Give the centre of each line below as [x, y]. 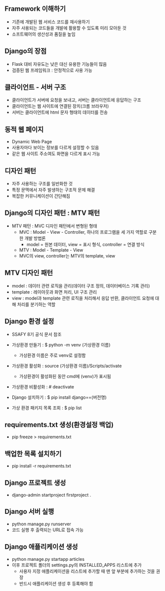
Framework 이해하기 [35, 9]
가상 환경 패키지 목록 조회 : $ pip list [47, 408]
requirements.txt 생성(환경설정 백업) [59, 425]
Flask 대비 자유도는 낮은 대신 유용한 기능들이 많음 [59, 64]
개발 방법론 [35, 238]
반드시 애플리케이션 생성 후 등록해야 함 [56, 583]
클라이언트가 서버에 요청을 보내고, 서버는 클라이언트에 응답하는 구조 [76, 100]
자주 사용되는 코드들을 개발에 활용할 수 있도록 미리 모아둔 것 [69, 28]
